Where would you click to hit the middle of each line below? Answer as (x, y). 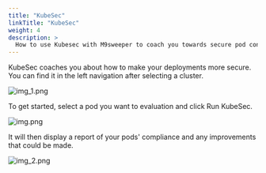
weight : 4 (25, 30)
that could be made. (41, 145)
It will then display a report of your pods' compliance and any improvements (132, 137)
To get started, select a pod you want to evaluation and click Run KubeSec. (131, 107)
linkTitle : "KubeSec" (44, 23)
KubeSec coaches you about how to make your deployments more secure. (130, 67)
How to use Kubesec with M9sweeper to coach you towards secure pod (131, 45)
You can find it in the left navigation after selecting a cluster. (106, 76)
